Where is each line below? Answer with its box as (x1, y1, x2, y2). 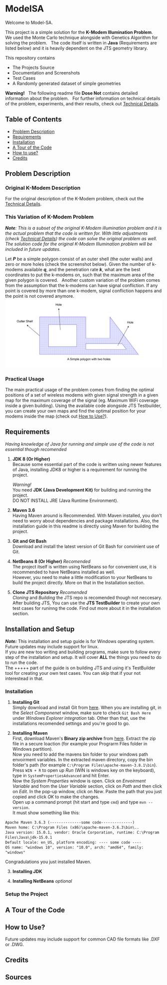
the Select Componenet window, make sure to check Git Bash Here (12, 710, 151, 716)
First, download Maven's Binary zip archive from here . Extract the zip (12, 735, 156, 741)
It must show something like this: (12, 810, 80, 816)
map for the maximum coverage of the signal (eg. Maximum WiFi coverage (5, 398, 159, 404)
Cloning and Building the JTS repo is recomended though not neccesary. (12, 594, 163, 600)
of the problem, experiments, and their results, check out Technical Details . (5, 100, 160, 106)
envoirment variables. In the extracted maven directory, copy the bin (12, 756, 153, 762)
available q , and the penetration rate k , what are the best (24, 266, 141, 272)
